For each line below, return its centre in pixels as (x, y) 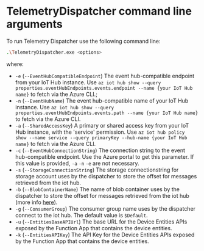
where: (15, 64)
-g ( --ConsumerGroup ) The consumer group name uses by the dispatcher (105, 208)
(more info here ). (36, 202)
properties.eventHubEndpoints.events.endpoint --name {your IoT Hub (104, 88)
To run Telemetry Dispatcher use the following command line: (83, 41)
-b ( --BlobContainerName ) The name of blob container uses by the (97, 189)
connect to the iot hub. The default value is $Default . (81, 215)
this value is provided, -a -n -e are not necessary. (77, 163)
